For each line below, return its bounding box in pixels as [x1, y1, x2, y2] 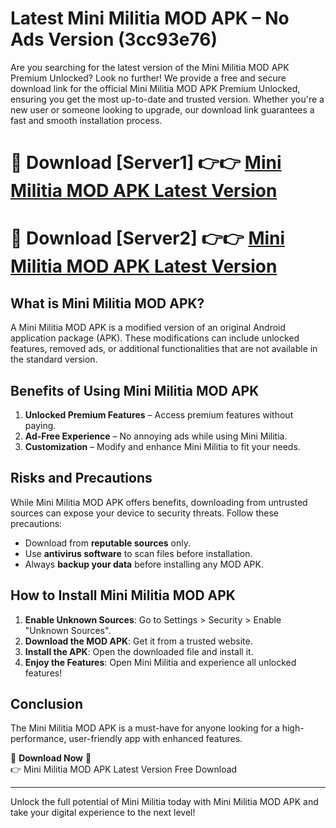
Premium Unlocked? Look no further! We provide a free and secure [10, 72, 287, 84]
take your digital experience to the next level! [10, 807, 196, 819]
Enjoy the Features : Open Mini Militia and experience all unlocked [24, 656, 297, 668]
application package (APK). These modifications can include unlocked [10, 332, 300, 344]
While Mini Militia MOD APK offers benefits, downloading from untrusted [10, 496, 308, 508]
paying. [24, 419, 57, 431]
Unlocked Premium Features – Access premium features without [24, 408, 294, 421]
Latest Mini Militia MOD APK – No [10, 7, 290, 30]
